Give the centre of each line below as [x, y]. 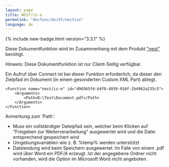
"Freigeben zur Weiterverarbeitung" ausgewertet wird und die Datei [84, 132]
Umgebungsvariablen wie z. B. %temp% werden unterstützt [76, 143]
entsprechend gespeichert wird [46, 137]
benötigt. [15, 54]
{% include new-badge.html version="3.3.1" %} [55, 39]
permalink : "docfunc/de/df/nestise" [44, 19]
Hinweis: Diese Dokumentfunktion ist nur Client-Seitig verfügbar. [73, 64]
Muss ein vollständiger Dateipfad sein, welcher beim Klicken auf [80, 127]
